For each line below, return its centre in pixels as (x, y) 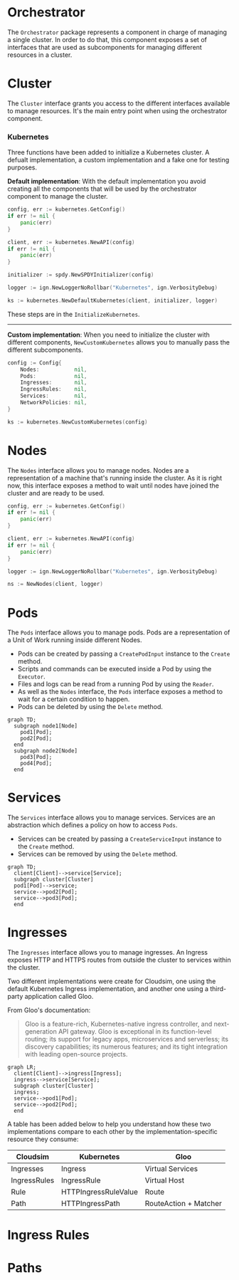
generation (41, 1032)
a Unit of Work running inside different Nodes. (75, 640)
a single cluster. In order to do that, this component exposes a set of (107, 39)
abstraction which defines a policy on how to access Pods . (92, 825)
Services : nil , (54, 396)
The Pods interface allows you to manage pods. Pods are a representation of (119, 633)
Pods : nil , (54, 376)
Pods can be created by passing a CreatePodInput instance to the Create (124, 654)
